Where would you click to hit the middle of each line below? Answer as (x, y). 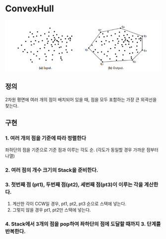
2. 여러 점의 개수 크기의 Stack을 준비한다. (52, 170)
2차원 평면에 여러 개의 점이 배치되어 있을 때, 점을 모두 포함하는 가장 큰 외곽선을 (81, 99)
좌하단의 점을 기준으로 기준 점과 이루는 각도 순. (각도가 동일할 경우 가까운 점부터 (82, 150)
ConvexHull (30, 9)
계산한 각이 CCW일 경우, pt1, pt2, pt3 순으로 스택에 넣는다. (69, 204)
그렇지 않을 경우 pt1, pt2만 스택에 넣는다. (52, 210)
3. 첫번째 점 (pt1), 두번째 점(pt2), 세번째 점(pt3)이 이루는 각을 (74, 185)
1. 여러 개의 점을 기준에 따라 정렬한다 (46, 138)
